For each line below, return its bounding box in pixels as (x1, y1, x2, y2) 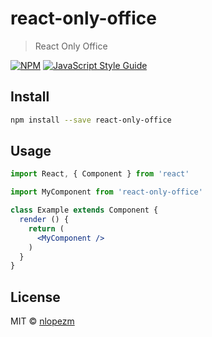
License (10, 288, 61, 306)
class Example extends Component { (10, 205, 159, 216)
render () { (19, 215, 70, 225)
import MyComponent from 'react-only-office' (10, 187, 203, 197)
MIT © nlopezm (10, 315, 75, 327)
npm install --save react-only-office (10, 115, 172, 125)
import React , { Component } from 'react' (10, 169, 190, 179)
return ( (28, 223, 65, 234)
